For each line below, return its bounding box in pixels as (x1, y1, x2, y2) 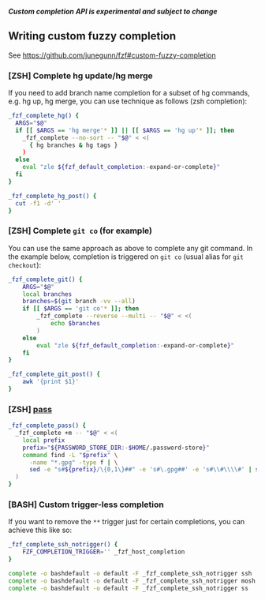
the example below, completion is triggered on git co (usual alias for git (8, 252, 244, 261)
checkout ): (8, 260, 42, 269)
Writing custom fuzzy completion (8, 29, 177, 43)
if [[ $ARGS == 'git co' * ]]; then (22, 305, 140, 313)
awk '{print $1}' (22, 378, 80, 386)
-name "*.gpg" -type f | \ (28, 458, 118, 467)
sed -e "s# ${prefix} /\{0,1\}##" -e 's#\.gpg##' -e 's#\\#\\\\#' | (28, 466, 252, 474)
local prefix (22, 436, 65, 444)
